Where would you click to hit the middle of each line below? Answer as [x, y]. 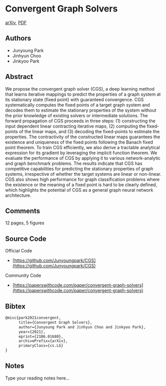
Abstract [19, 77]
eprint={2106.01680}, [41, 336]
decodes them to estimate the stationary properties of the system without [81, 110]
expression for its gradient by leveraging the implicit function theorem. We [81, 153]
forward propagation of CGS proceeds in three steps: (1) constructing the [80, 121]
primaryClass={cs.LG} [41, 346]
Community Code [23, 275]
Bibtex [15, 306]
